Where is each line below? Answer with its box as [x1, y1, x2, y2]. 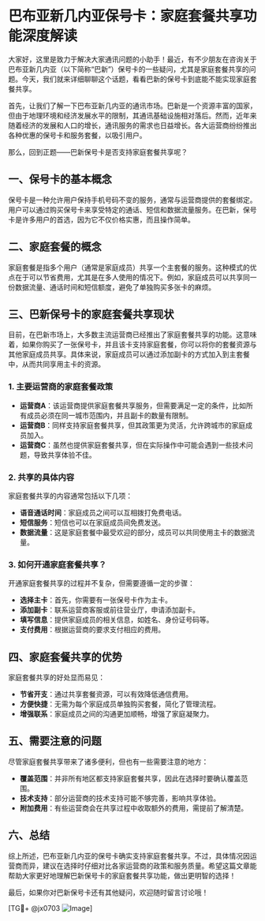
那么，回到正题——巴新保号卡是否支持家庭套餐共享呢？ [8, 147, 188, 156]
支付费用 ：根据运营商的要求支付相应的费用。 [19, 625, 166, 635]
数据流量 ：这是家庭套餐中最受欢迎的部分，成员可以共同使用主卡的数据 [19, 527, 248, 537]
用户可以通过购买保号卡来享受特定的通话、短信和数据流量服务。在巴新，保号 [8, 204, 257, 214]
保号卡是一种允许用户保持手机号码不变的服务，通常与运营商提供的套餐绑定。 [8, 195, 257, 204]
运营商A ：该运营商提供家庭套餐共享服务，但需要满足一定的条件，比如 [19, 400, 247, 410]
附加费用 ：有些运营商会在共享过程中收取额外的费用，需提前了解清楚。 [19, 803, 248, 813]
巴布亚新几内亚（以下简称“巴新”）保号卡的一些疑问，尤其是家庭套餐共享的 [8, 64, 250, 73]
